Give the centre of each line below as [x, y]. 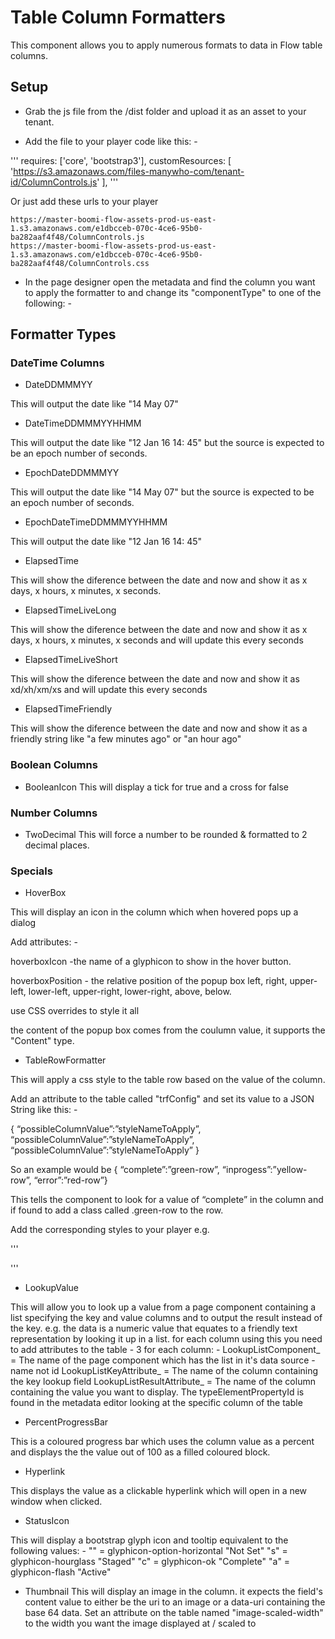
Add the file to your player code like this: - [111, 141]
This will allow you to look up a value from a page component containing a [163, 1307]
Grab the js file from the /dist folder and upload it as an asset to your [165, 111]
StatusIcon [47, 1521]
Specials [31, 871]
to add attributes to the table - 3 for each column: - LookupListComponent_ [165, 1350]
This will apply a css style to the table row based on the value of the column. [168, 1080]
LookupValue [51, 1288]
